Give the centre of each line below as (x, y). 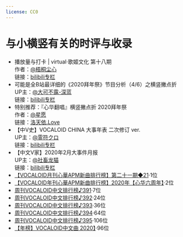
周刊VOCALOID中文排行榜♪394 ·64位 (60, 213)
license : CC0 (22, 12)
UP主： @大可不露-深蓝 (43, 92)
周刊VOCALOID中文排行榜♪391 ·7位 (57, 190)
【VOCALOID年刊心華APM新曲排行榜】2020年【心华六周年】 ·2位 (94, 183)
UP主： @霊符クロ (36, 137)
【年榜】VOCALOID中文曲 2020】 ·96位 (62, 228)
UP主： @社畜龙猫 (36, 160)
